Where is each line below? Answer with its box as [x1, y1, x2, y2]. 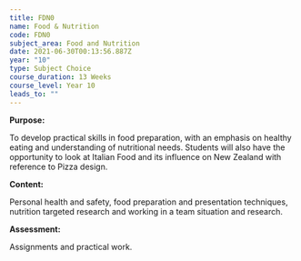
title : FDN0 [9, 13, 55, 23]
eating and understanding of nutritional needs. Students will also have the [9, 142, 286, 153]
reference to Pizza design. [9, 161, 108, 172]
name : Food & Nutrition [9, 22, 100, 31]
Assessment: [9, 224, 61, 235]
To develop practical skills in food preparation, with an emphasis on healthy [9, 132, 293, 143]
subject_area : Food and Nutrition [9, 38, 141, 48]
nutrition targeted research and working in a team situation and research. [9, 206, 284, 216]
